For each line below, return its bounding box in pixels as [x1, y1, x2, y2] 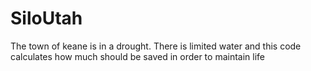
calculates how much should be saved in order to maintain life [10, 50, 266, 62]
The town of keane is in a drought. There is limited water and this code [10, 40, 302, 52]
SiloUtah [10, 7, 83, 30]
